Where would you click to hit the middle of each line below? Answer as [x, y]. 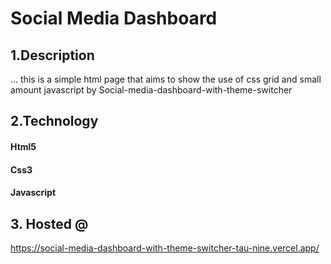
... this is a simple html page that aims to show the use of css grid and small [166, 79]
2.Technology [54, 121]
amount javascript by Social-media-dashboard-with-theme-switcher [151, 90]
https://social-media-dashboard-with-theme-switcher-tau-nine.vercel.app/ [165, 248]
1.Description [52, 55]
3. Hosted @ [49, 223]
